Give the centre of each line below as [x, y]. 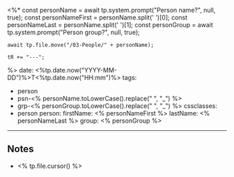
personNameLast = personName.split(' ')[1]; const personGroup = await [110, 25]
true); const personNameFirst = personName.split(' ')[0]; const [97, 17]
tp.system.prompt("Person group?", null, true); [74, 32]
